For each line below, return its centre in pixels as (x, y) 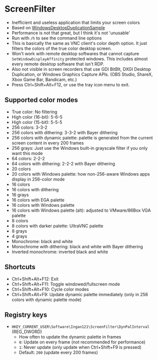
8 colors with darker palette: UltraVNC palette (57, 226)
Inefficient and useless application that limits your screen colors (76, 22)
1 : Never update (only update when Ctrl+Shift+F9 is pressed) (80, 347)
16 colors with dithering (35, 189)
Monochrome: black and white (42, 241)
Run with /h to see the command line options (57, 38)
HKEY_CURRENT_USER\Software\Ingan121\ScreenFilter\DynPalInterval (80, 327)
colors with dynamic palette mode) (47, 300)
